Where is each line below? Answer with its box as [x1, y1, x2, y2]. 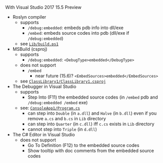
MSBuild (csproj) [12, 46, 47, 52]
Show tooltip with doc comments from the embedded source [27, 148, 154, 153]
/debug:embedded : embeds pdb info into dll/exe [27, 25, 124, 31]
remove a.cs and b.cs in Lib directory [27, 116, 106, 121]
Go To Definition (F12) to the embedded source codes [27, 142, 140, 148]
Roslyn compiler [12, 14, 46, 20]
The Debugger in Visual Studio [12, 84, 77, 90]
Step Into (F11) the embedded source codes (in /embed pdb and [27, 94, 158, 100]
